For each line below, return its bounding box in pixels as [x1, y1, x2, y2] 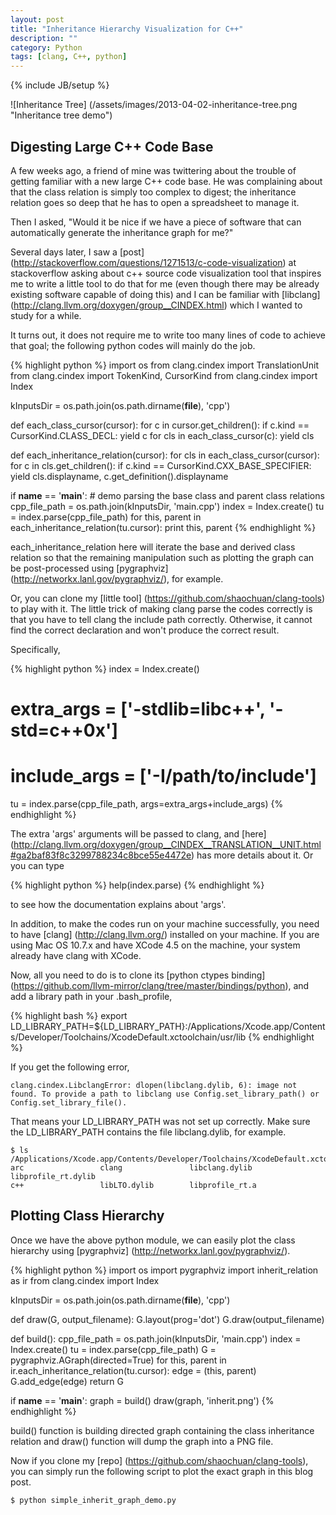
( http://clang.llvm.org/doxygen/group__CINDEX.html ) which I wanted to [10, 299, 303, 311]
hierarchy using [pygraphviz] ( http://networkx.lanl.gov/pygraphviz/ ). [10, 1244, 291, 1256]
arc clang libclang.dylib [10, 1163, 253, 1173]
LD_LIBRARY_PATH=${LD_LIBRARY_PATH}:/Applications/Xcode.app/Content [10, 1021, 326, 1033]
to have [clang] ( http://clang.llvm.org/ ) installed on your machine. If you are [10, 929, 320, 941]
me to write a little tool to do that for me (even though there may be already [10, 277, 320, 290]
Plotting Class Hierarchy [10, 1207, 165, 1225]
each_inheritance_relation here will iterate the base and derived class [10, 541, 296, 553]
